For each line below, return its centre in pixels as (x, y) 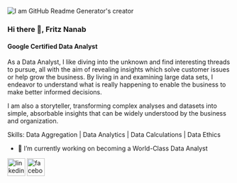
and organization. (33, 121)
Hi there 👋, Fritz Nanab (47, 29)
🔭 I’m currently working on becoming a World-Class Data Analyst (112, 148)
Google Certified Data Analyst (53, 46)
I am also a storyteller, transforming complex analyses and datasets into (112, 106)
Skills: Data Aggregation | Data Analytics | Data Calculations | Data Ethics (114, 135)
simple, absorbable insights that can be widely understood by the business (117, 113)
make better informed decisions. (55, 92)
